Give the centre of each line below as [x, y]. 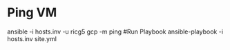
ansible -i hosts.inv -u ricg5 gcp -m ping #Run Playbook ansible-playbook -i [115, 32]
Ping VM [32, 13]
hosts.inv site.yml [32, 38]
